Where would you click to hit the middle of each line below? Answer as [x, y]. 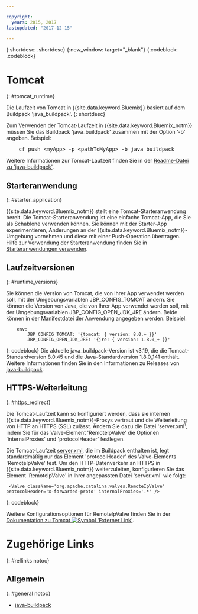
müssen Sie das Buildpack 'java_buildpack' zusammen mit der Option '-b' [96, 132]
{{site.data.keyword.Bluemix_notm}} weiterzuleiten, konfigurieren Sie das [95, 469]
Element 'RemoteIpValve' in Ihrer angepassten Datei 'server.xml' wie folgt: [96, 475]
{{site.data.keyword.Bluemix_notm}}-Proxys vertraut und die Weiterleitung [97, 420]
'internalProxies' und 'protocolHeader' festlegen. [66, 439]
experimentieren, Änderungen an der [51, 230]
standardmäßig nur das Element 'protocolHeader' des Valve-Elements [91, 457]
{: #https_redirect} [28, 402]
